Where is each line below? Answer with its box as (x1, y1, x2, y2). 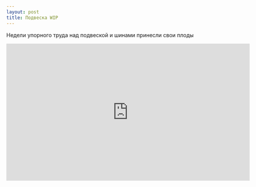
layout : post (6, 9, 40, 15)
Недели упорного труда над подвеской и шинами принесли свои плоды (6, 31, 194, 38)
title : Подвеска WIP (6, 15, 59, 21)
